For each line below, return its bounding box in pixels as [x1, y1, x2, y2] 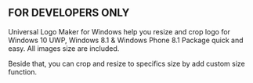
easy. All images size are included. [8, 43, 120, 53]
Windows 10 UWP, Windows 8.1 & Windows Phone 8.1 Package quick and [8, 35, 244, 45]
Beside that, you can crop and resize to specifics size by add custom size [8, 59, 245, 68]
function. [8, 67, 38, 77]
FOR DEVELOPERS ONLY [8, 6, 130, 20]
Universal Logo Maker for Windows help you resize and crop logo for [8, 27, 231, 36]
